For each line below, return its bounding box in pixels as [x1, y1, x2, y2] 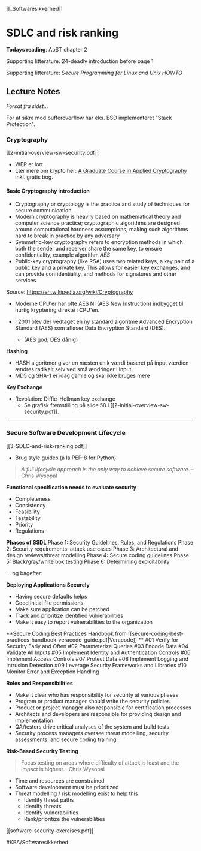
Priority [14, 521, 33, 528]
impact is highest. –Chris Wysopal [20, 765, 105, 772]
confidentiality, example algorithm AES [14, 251, 111, 258]
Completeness [14, 495, 51, 503]
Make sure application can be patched [14, 605, 109, 612]
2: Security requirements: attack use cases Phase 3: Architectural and [6, 545, 178, 552]
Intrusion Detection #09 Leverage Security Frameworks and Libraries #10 [6, 661, 187, 669]
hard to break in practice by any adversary [14, 232, 120, 239]
